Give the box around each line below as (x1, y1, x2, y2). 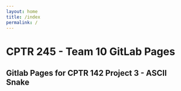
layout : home (6, 8, 38, 15)
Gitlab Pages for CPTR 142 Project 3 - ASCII (6, 68, 167, 78)
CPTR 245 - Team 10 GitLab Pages (6, 45, 176, 58)
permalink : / (6, 19, 38, 25)
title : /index (6, 14, 41, 20)
